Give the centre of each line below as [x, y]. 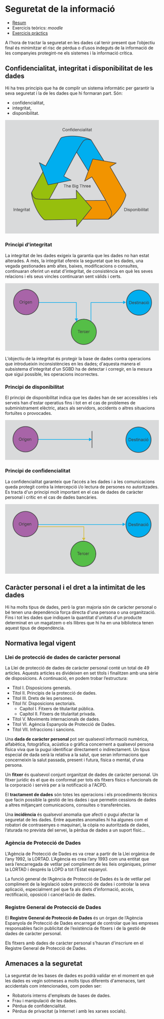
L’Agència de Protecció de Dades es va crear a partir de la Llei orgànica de [80, 854]
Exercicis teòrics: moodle [38, 27]
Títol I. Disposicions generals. [42, 688]
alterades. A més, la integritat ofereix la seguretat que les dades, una [74, 261]
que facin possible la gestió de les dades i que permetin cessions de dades [81, 800]
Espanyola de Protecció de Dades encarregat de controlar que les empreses [82, 923]
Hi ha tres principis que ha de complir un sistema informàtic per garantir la [80, 88]
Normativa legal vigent [41, 643]
